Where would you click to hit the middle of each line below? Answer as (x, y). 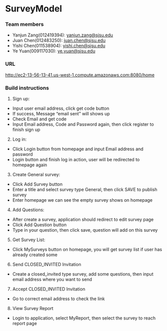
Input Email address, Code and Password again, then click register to (83, 124)
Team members (24, 24)
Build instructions (27, 88)
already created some (35, 255)
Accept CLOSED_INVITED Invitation (49, 289)
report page (25, 324)
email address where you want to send (52, 280)
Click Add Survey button (37, 184)
